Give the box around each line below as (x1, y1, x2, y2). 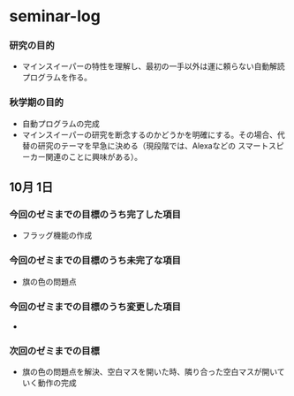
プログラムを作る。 (21, 72, 93, 83)
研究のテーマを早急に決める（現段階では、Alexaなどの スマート (37, 140, 269, 151)
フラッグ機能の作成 (21, 230, 93, 240)
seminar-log (9, 6, 102, 27)
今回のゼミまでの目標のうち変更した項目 (9, 301, 181, 313)
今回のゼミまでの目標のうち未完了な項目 (9, 255, 181, 267)
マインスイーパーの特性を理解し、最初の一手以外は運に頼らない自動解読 (21, 61, 285, 72)
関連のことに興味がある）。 (45, 151, 143, 162)
